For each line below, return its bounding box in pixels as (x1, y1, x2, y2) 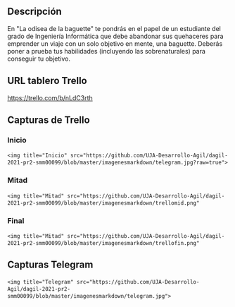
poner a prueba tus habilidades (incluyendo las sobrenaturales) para (7, 47, 206, 55)
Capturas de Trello (7, 114, 90, 126)
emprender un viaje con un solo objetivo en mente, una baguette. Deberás (7, 39, 223, 48)
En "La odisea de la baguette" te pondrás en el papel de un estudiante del (7, 24, 222, 32)
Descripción (7, 6, 62, 18)
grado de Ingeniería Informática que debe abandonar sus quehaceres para (7, 32, 224, 40)
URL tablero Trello (7, 75, 87, 87)
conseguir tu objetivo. (7, 54, 70, 63)
